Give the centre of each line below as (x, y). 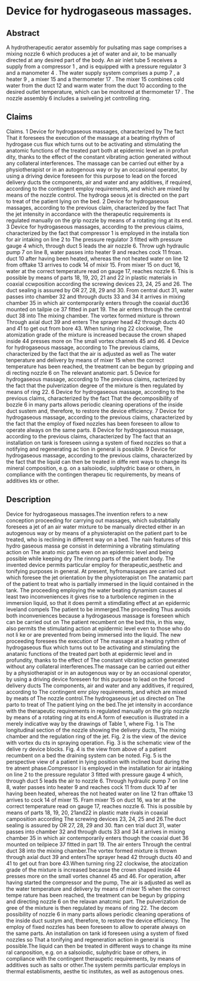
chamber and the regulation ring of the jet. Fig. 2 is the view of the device (96, 736)
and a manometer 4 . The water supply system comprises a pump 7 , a (93, 73)
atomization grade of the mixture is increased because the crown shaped (96, 334)
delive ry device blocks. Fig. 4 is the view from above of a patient (87, 749)
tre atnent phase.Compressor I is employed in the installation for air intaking (99, 768)
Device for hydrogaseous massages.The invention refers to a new (87, 514)
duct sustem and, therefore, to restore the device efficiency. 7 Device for (96, 411)
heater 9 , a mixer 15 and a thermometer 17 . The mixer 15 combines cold (95, 79)
